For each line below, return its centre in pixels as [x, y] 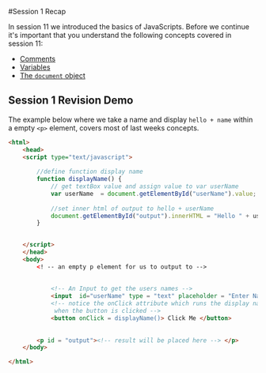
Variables [35, 67]
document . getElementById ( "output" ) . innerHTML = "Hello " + [150, 216]
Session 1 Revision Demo [71, 101]
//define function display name [90, 172]
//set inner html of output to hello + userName [132, 209]
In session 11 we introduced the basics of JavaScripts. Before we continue [129, 26]
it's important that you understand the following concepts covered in [120, 35]
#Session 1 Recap [37, 11]
